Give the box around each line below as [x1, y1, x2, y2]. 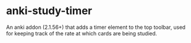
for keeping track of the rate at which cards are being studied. [6, 29, 157, 37]
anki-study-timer [6, 4, 93, 18]
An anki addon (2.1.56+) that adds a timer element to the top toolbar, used [6, 24, 186, 31]
